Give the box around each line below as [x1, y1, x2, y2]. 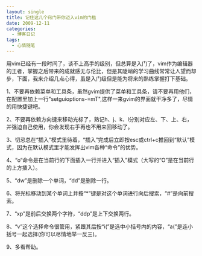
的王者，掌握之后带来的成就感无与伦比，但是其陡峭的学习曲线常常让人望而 [6, 67, 191, 74]
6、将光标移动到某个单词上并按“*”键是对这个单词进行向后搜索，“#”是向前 [6, 190, 189, 197]
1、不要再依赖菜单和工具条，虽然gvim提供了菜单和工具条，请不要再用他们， [6, 88, 195, 95]
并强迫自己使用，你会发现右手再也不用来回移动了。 [6, 123, 133, 130]
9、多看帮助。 [6, 243, 42, 251]
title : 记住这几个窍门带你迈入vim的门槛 [6, 14, 96, 21]
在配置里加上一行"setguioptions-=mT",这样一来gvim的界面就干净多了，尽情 [6, 95, 194, 103]
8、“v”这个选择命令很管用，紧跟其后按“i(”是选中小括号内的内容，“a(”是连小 [6, 223, 193, 230]
